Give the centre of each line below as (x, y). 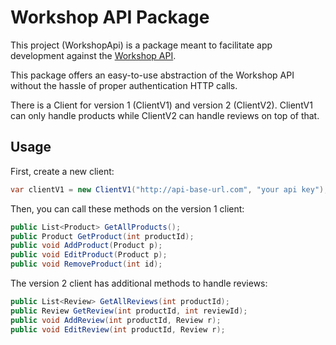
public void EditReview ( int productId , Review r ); (118, 329)
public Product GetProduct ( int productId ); (102, 236)
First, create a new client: (62, 171)
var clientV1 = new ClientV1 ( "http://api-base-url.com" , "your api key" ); (169, 189)
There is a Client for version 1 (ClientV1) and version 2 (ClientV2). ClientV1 (161, 105)
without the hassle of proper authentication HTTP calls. (124, 85)
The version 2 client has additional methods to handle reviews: (139, 283)
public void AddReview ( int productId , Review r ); (116, 320)
